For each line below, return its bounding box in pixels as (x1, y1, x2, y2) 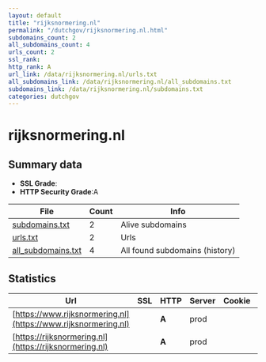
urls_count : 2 (8, 48, 55, 56)
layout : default (8, 11, 62, 20)
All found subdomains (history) (120, 245, 236, 256)
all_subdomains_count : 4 (8, 41, 90, 49)
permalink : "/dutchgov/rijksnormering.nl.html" (8, 26, 169, 34)
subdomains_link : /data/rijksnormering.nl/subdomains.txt (8, 85, 203, 93)
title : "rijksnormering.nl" (8, 19, 101, 27)
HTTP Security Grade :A (19, 187, 99, 197)
